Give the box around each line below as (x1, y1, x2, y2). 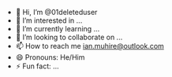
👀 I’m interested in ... (15, 16, 83, 25)
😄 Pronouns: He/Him (15, 53, 85, 62)
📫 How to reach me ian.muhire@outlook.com (15, 42, 164, 50)
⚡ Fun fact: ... (15, 61, 59, 71)
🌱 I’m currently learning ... (15, 24, 100, 33)
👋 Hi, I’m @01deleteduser (15, 8, 98, 16)
